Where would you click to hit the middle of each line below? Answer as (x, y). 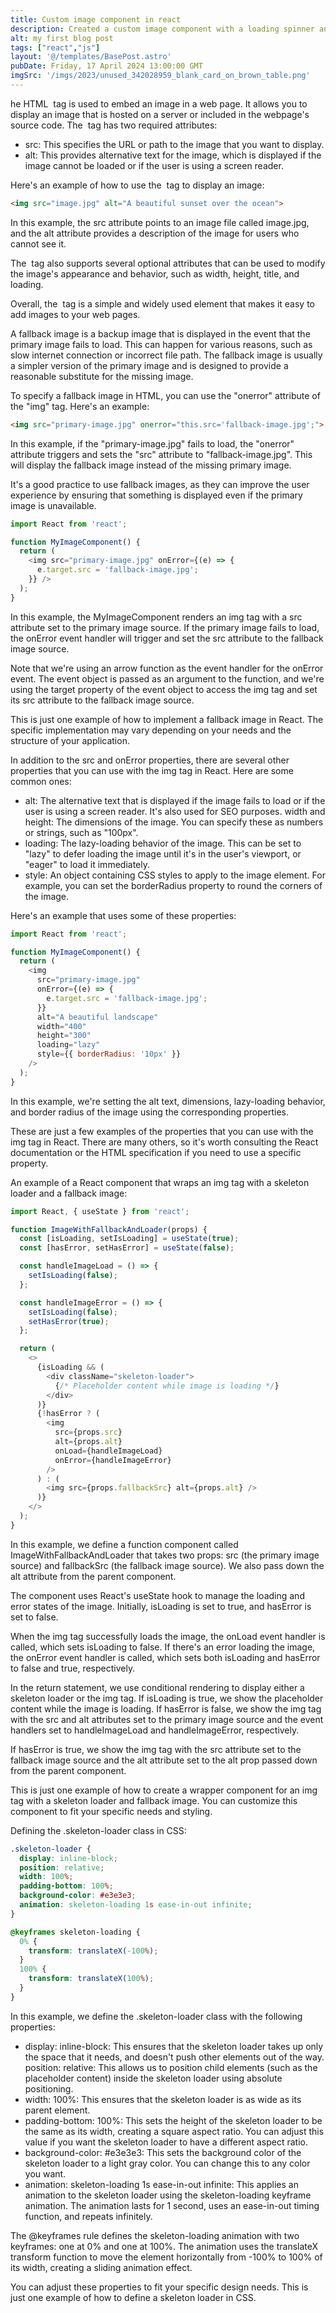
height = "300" (64, 1036)
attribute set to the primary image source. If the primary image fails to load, (165, 627)
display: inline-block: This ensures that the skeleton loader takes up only (174, 2046)
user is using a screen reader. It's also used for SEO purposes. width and (175, 811)
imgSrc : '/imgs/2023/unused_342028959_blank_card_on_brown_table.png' (160, 76)
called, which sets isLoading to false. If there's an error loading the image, (163, 1647)
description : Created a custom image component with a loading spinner (162, 29)
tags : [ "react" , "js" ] (55, 47)
